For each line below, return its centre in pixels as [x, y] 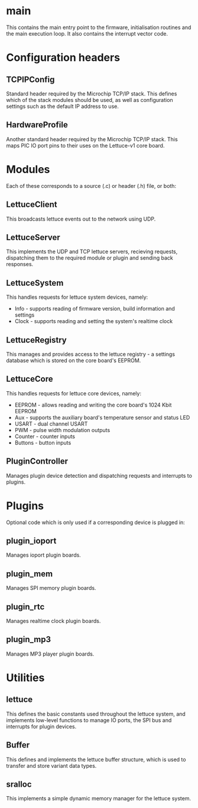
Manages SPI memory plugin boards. [51, 588]
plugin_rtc [25, 607]
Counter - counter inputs [45, 436]
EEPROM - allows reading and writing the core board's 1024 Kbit [93, 405]
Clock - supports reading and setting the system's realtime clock [94, 321]
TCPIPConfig [30, 79]
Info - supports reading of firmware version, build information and [95, 309]
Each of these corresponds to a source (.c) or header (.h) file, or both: [91, 186]
